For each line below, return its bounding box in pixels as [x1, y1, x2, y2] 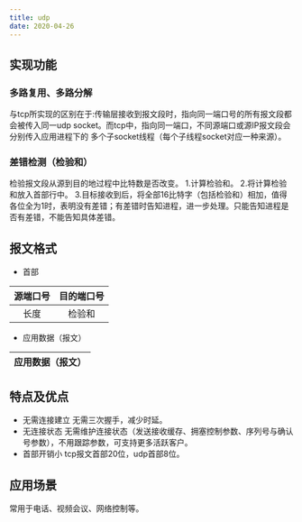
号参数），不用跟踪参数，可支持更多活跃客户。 [22, 437, 193, 448]
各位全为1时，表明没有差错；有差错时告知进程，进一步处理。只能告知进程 [9, 200, 281, 212]
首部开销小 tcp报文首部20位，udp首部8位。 [22, 448, 185, 460]
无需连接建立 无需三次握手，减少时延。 [22, 415, 168, 426]
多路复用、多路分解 [9, 87, 93, 99]
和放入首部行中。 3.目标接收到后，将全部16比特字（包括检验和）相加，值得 [9, 189, 288, 200]
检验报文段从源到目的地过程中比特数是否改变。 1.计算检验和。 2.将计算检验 [9, 178, 288, 189]
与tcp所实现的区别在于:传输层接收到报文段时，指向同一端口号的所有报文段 [9, 109, 285, 120]
